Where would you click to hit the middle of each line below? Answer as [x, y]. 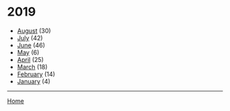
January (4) [34, 81]
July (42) [30, 37]
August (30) [34, 31]
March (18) [32, 67]
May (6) [28, 52]
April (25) [30, 59]
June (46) [31, 45]
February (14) [36, 74]
